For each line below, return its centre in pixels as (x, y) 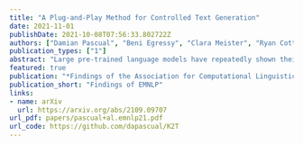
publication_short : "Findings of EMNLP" (87, 85)
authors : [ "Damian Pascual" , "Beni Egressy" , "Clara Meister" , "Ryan (143, 43)
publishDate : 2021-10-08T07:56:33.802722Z (90, 34)
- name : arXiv (36, 101)
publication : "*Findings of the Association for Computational (131, 77)
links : (22, 93)
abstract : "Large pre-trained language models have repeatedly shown (143, 59)
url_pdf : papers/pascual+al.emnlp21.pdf (87, 118)
